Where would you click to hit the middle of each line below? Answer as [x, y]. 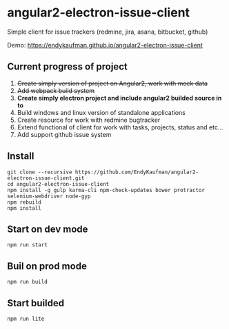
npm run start [28, 245]
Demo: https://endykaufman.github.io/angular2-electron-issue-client [105, 45]
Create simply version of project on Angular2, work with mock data [112, 83]
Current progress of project [67, 67]
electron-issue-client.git [46, 178]
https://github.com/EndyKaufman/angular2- [137, 172]
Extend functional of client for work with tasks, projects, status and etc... [120, 127]
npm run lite [26, 319]
